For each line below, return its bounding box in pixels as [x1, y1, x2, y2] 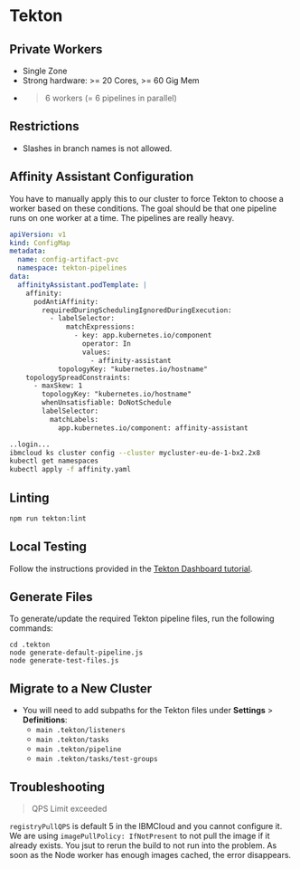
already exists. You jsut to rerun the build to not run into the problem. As [9, 840, 277, 851]
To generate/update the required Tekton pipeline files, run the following [9, 613, 275, 625]
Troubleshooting [9, 779, 106, 795]
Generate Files [9, 589, 93, 605]
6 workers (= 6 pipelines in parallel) [44, 92, 178, 103]
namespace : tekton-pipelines [17, 263, 127, 272]
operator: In [81, 339, 131, 349]
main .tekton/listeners [35, 726, 127, 735]
